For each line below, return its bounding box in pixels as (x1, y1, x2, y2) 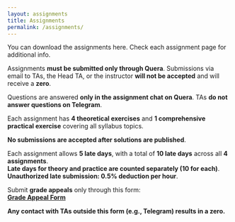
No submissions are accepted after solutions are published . (7, 135, 186, 144)
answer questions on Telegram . (7, 101, 103, 109)
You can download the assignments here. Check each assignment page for (7, 43, 227, 52)
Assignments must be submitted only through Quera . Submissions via (7, 65, 214, 73)
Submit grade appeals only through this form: (7, 186, 141, 194)
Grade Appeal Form (7, 193, 66, 202)
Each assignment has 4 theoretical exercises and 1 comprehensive (7, 114, 206, 123)
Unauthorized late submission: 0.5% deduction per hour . (7, 172, 178, 181)
